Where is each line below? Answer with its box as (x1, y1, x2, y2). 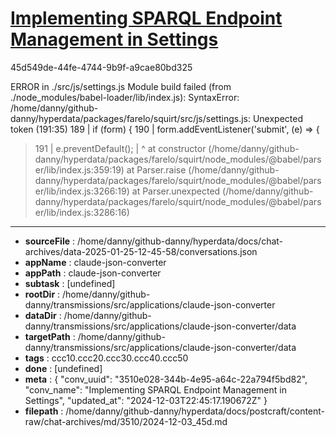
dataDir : (24, 309, 62, 321)
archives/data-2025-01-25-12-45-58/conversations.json (24, 245, 258, 257)
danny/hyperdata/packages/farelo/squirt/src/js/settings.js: (10, 112, 251, 124)
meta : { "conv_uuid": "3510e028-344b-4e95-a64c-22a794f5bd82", (24, 373, 308, 385)
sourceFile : (24, 235, 76, 247)
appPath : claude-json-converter (24, 267, 162, 279)
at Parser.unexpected (131, 185, 221, 197)
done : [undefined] (24, 362, 103, 374)
